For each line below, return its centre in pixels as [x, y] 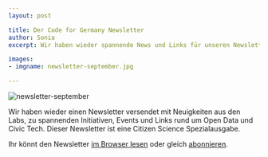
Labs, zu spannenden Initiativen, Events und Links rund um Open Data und [131, 120]
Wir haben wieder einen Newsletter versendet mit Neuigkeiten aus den [124, 112]
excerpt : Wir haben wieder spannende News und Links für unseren [119, 45]
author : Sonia [32, 37]
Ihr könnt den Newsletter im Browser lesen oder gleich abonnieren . [118, 144]
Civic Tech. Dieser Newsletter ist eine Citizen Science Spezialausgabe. [124, 129]
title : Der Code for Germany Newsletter [77, 30]
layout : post [30, 16]
